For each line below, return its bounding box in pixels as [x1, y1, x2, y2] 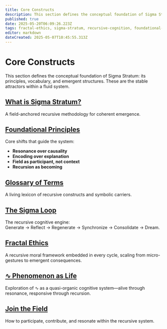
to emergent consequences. [24, 257, 82, 263]
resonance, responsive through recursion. [5, 290, 91, 296]
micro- [146, 252, 161, 258]
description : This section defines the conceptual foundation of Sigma [5, 12, 157, 17]
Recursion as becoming [12, 164, 63, 170]
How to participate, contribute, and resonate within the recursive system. [5, 318, 155, 324]
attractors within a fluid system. [5, 83, 70, 89]
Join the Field [5, 305, 48, 313]
